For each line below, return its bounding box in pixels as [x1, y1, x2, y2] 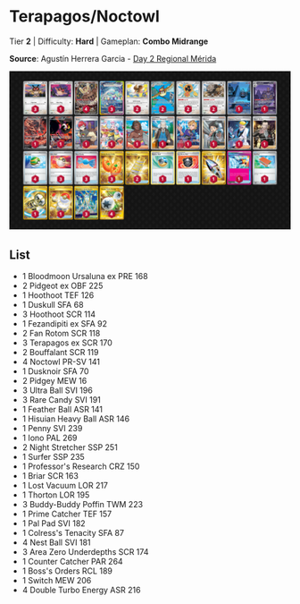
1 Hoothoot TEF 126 [21, 290, 95, 301]
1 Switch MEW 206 [21, 575, 92, 586]
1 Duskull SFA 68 [21, 300, 84, 311]
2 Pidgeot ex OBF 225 [21, 280, 104, 292]
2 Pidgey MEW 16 [21, 376, 87, 387]
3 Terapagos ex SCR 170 [21, 337, 113, 348]
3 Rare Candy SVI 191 [21, 395, 101, 405]
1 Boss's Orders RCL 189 [21, 566, 113, 576]
